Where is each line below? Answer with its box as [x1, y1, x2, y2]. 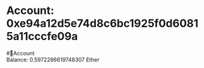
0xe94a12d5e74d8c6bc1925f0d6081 [6, 16, 199, 30]
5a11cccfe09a [6, 30, 78, 43]
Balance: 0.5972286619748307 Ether [6, 56, 100, 63]
